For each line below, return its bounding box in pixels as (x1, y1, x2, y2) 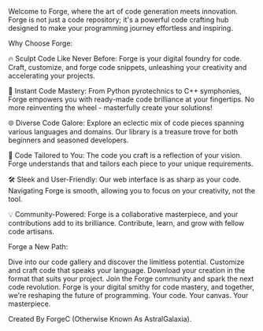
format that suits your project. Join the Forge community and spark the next (8, 274, 254, 283)
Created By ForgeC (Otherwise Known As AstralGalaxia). (8, 314, 192, 323)
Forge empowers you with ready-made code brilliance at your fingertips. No (8, 94, 254, 104)
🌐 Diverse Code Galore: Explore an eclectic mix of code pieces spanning (8, 118, 245, 127)
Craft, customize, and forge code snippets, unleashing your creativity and (8, 63, 247, 72)
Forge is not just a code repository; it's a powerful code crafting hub (8, 15, 229, 24)
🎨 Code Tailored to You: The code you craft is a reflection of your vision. (8, 151, 243, 160)
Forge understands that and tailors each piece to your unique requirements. (8, 159, 254, 168)
